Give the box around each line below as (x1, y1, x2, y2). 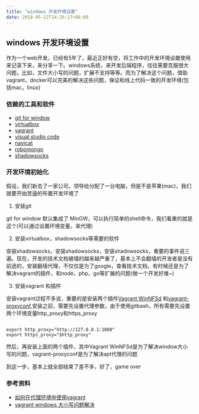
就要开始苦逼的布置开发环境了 (6, 190, 79, 197)
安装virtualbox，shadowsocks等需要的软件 (14, 235, 120, 242)
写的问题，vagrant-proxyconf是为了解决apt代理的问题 (6, 350, 138, 357)
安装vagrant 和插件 (14, 282, 61, 289)
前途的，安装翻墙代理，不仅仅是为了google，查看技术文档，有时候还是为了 (6, 262, 190, 269)
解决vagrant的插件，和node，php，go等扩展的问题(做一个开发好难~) (6, 269, 175, 277)
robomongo (14, 146, 44, 153)
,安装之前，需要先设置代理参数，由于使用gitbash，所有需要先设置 (30, 302, 191, 309)
